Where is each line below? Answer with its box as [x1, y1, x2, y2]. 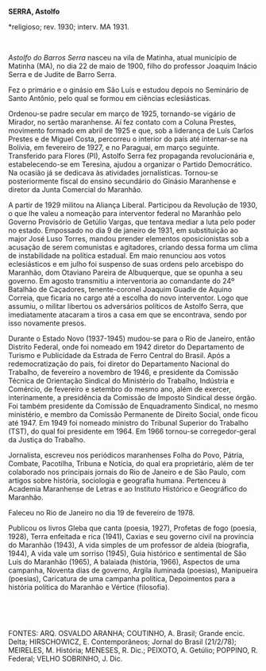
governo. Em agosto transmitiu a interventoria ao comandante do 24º [8, 276, 235, 285]
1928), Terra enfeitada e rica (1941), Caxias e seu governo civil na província [8, 532, 254, 541]
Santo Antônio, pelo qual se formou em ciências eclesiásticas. [8, 94, 212, 102]
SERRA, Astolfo [8, 7, 60, 16]
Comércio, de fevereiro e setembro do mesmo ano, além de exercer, [8, 384, 232, 394]
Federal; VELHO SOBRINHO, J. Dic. [8, 654, 123, 663]
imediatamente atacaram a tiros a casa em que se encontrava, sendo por [8, 310, 248, 319]
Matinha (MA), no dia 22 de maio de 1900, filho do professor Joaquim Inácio [8, 61, 257, 71]
